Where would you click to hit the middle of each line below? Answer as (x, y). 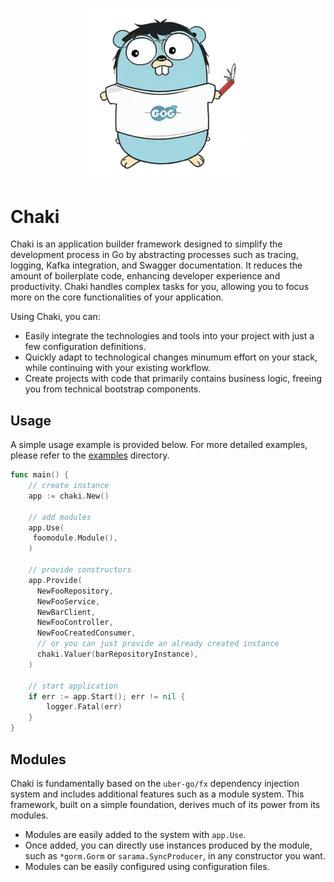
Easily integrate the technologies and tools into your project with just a (169, 336)
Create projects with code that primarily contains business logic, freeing (173, 379)
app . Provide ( (55, 580)
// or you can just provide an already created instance (158, 644)
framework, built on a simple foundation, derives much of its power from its (165, 804)
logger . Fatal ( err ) (84, 707)
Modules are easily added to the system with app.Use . (135, 834)
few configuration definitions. (85, 347)
